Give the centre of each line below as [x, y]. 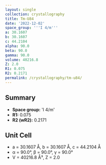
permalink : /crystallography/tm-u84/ [44, 78]
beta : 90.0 [16, 50]
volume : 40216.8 [22, 60]
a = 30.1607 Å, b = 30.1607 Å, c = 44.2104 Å [56, 147]
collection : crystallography [35, 14]
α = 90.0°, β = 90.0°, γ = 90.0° [42, 152]
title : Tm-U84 [20, 19]
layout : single [21, 10]
